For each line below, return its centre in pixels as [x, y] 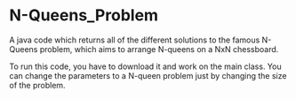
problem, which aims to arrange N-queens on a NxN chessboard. [159, 49]
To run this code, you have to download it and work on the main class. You [145, 66]
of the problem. [37, 85]
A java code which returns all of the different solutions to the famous [135, 40]
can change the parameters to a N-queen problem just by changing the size [148, 75]
